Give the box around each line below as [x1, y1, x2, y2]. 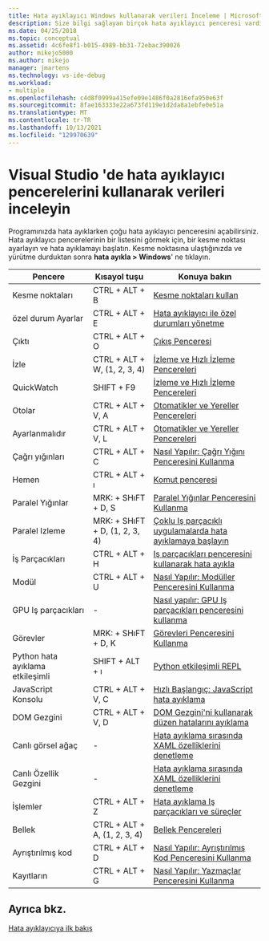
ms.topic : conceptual [8, 34, 81, 43]
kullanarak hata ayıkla [153, 558, 235, 570]
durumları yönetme [153, 318, 225, 329]
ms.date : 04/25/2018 [8, 26, 78, 34]
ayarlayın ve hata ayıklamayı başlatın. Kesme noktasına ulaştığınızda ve [8, 243, 243, 253]
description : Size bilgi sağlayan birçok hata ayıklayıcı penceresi [8, 19, 242, 27]
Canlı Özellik [12, 768, 59, 779]
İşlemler [12, 801, 42, 812]
